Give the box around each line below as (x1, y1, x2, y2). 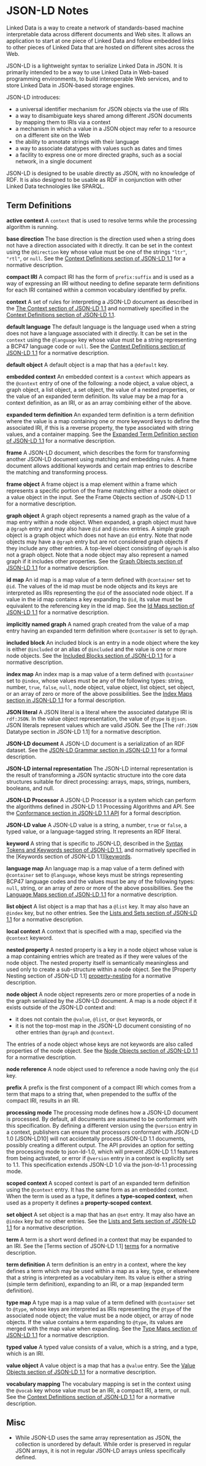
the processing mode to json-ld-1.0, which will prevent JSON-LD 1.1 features (6, 1148, 199, 1155)
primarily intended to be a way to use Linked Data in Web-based (6, 68, 169, 76)
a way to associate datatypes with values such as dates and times (15, 144, 183, 152)
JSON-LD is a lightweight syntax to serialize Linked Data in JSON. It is (6, 62, 183, 69)
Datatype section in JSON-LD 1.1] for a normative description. (6, 728, 161, 735)
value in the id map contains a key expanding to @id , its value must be (6, 595, 183, 602)
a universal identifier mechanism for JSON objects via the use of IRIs (15, 105, 189, 112)
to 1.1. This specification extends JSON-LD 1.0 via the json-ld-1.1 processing (6, 1161, 197, 1168)
